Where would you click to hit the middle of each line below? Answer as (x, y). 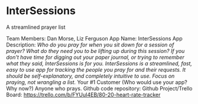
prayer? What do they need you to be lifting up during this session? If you (95, 51)
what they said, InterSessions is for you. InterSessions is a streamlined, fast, (99, 63)
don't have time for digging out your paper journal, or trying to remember (95, 57)
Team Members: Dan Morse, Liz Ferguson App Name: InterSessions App (95, 38)
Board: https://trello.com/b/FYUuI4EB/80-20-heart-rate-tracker (83, 95)
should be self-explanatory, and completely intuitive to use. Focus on (90, 76)
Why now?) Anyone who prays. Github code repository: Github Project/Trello (99, 88)
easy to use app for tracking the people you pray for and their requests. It (96, 69)
